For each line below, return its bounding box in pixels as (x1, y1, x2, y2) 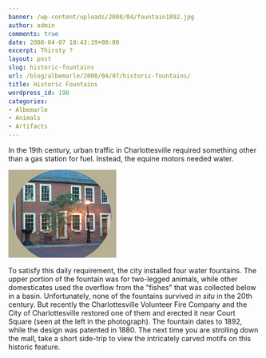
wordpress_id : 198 (8, 89, 69, 97)
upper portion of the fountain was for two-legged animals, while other (8, 274, 238, 284)
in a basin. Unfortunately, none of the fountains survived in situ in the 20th (8, 292, 253, 300)
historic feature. (8, 342, 61, 352)
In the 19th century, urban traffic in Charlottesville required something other (8, 145, 257, 155)
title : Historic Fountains (8, 80, 98, 88)
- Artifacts (8, 122, 48, 131)
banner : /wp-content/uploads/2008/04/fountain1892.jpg (8, 13, 195, 21)
